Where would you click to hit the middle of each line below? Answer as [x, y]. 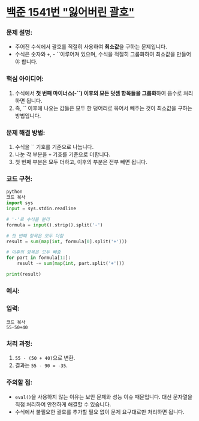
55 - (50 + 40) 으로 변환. [45, 358]
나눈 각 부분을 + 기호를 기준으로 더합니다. [63, 154]
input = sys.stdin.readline [41, 208]
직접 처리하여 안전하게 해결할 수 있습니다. [63, 404]
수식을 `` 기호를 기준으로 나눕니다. [54, 147]
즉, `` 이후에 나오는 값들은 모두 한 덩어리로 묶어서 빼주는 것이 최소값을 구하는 [104, 108]
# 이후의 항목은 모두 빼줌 [34, 252]
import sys [20, 203]
